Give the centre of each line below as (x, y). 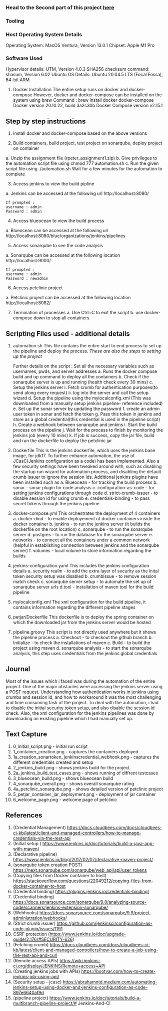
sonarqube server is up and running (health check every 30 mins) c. (83, 382)
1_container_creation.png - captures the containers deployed (75, 751)
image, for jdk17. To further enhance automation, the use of (74, 456)
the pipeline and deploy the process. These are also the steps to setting (87, 351)
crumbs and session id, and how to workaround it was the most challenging (83, 697)
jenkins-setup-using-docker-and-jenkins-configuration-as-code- (80, 987)
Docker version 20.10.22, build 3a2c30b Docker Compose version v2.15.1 (88, 106)
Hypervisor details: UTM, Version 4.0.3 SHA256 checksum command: (77, 69)
